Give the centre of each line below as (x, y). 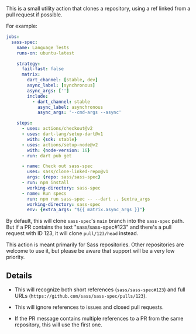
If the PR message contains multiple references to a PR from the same (99, 319)
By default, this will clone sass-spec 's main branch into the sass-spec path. (95, 221)
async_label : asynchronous (70, 107)
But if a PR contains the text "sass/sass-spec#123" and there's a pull (89, 227)
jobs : (13, 37)
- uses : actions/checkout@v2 (57, 129)
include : (38, 96)
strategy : (29, 64)
